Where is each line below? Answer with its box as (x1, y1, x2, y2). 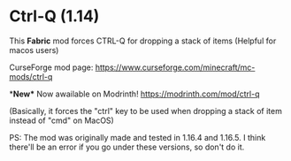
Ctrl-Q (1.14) (9, 6, 100, 27)
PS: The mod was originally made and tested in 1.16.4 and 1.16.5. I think (9, 132, 266, 142)
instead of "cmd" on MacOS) (9, 115, 115, 126)
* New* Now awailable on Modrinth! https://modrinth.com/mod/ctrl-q (9, 88, 260, 99)
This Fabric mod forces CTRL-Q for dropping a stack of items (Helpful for (9, 35, 277, 46)
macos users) (9, 44, 59, 55)
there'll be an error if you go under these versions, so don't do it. (9, 142, 245, 152)
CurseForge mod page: (9, 62, 94, 73)
